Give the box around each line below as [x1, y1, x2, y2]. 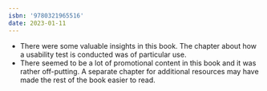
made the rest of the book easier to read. [19, 75, 156, 85]
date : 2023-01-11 [8, 19, 67, 27]
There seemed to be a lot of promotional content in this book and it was [19, 57, 257, 68]
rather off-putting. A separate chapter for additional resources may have [19, 66, 259, 76]
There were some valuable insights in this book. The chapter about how [19, 41, 257, 50]
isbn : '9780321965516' [8, 11, 84, 20]
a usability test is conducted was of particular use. [19, 49, 187, 59]
